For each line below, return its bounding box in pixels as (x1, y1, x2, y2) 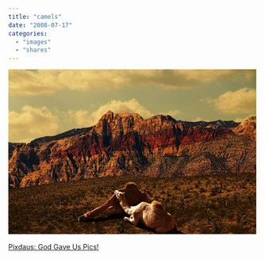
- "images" (15, 38, 52, 46)
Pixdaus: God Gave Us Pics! (8, 242, 99, 252)
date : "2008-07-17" (8, 21, 73, 29)
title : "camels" (8, 13, 62, 21)
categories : (8, 29, 48, 37)
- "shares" (15, 46, 52, 55)
